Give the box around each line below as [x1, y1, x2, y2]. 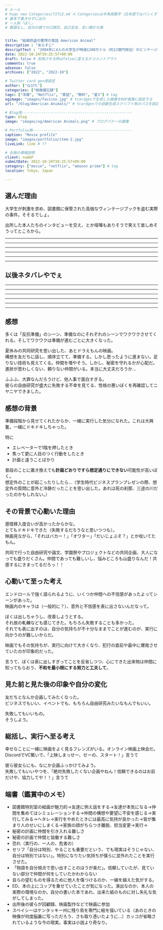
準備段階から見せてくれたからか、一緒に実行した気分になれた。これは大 [5, 418, 149, 424]
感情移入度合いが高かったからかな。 [5, 521, 78, 527]
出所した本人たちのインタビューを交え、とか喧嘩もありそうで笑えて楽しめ [5, 222, 154, 228]
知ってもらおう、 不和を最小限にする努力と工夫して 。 [5, 664, 111, 670]
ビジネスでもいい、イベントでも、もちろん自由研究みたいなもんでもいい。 [5, 700, 154, 706]
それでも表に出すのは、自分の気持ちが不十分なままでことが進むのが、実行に [5, 626, 158, 631]
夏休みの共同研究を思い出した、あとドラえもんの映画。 [5, 348, 115, 354]
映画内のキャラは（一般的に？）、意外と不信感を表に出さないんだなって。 [5, 603, 151, 609]
